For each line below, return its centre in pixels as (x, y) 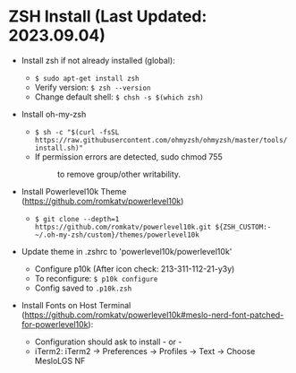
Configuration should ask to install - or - (108, 342)
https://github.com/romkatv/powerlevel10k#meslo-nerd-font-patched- (154, 315)
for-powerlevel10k (55, 324)
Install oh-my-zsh (54, 114)
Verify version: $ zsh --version (93, 87)
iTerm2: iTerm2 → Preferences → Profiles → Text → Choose (145, 351)
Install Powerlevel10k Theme (74, 191)
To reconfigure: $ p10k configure (96, 278)
